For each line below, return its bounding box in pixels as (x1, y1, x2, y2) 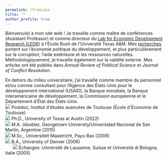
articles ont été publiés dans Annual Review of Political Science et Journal (5, 62, 158, 68)
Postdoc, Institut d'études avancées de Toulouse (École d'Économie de (11, 104, 158, 110)
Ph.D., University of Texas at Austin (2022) (11, 115, 99, 121)
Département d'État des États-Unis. (5, 98, 78, 104)
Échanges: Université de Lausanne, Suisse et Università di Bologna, (18, 144, 158, 150)
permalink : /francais (5, 7, 50, 12)
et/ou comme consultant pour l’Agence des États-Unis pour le (5, 82, 132, 88)
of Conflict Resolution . (5, 67, 51, 73)
